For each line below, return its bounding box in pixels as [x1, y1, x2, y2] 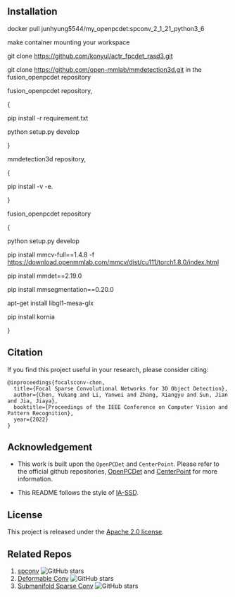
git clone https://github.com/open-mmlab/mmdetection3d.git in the [7, 65, 202, 73]
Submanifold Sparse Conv [17, 581, 94, 591]
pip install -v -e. [7, 182, 53, 190]
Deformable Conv [17, 574, 69, 583]
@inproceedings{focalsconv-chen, [7, 378, 106, 386]
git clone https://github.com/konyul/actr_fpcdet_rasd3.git [7, 51, 174, 60]
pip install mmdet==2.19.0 [7, 271, 82, 280]
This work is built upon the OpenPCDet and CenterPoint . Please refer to [17, 460, 220, 468]
